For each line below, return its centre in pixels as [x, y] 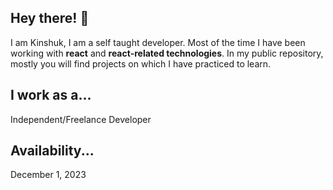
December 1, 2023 [48, 175]
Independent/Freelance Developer [81, 119]
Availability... [52, 151]
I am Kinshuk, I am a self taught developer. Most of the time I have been [158, 42]
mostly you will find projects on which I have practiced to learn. [141, 63]
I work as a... [51, 95]
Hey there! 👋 [50, 18]
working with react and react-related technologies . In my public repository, [167, 53]
